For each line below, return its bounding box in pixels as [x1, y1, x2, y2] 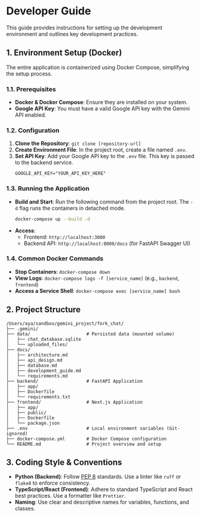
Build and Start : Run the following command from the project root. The [14, 198, 189, 205]
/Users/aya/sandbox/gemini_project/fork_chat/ [6, 321, 124, 326]
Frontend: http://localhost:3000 [23, 233, 106, 240]
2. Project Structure [6, 304, 81, 315]
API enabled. [14, 111, 47, 119]
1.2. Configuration [6, 126, 60, 134]
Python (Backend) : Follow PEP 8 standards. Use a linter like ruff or [14, 473, 181, 480]
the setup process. [6, 70, 53, 77]
